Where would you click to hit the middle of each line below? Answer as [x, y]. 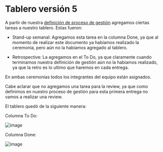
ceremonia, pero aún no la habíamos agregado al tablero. [70, 47]
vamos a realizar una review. [34, 97]
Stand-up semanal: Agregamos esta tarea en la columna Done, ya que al [85, 37]
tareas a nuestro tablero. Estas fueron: [44, 27]
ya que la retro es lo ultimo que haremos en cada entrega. [70, 67]
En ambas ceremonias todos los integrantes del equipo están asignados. [78, 77]
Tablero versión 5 [41, 9]
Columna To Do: [21, 115]
